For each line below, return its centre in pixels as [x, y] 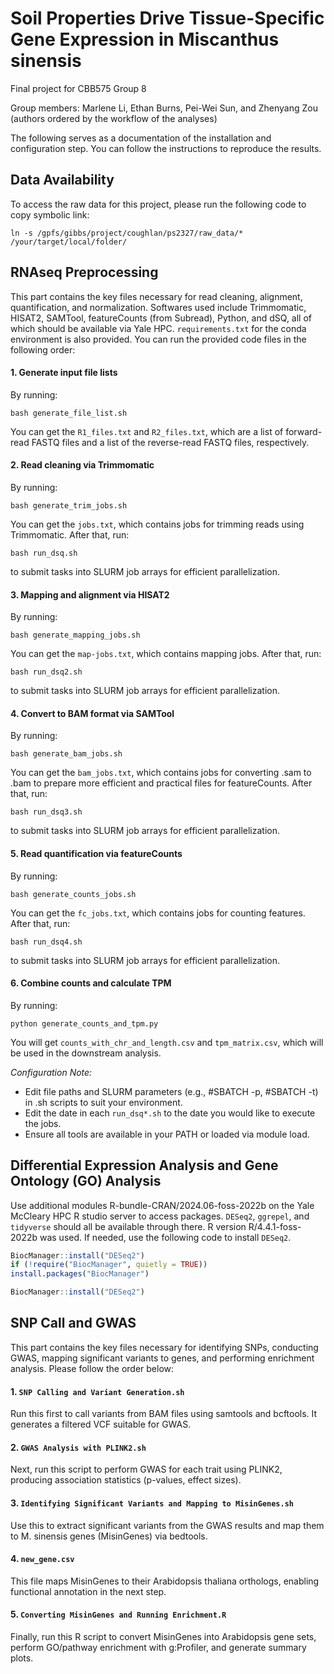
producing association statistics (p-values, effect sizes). [126, 1480]
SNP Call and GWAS [73, 1323]
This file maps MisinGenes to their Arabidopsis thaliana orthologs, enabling [165, 1581]
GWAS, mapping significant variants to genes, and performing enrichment [162, 1358]
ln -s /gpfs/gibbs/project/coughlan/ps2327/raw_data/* [127, 233]
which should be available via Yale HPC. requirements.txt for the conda [158, 328]
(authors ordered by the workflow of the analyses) [114, 118]
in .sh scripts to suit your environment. [103, 1102]
